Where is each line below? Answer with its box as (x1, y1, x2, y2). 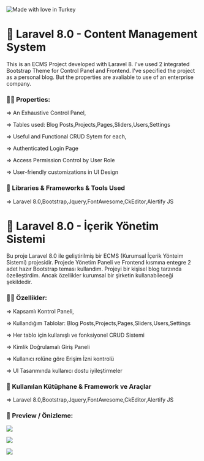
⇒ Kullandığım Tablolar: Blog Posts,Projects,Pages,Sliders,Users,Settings (6, 319, 191, 327)
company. (6, 80, 32, 87)
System (6, 40, 47, 54)
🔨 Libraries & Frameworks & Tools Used (6, 184, 126, 192)
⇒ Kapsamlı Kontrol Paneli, (6, 307, 75, 315)
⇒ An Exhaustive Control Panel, (6, 109, 86, 116)
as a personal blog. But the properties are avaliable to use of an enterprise (6, 73, 194, 81)
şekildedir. (6, 279, 32, 286)
